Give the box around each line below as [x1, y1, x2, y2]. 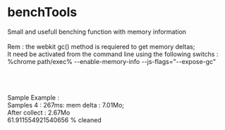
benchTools [7, 4, 78, 20]
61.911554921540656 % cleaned [7, 115, 102, 124]
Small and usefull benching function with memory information [7, 27, 187, 36]
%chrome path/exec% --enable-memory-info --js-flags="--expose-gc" [7, 57, 217, 65]
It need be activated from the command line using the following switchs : [7, 50, 219, 58]
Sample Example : [7, 93, 60, 102]
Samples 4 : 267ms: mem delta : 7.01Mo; [7, 100, 125, 109]
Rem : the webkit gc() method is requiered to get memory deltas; [7, 42, 195, 51]
